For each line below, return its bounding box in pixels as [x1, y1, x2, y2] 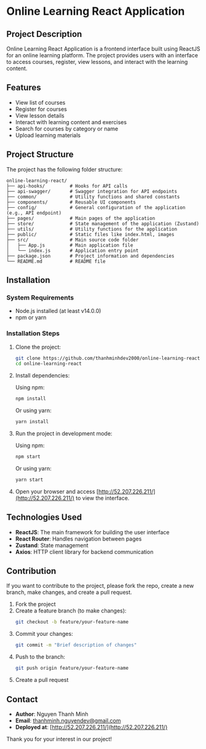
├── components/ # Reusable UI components [6, 199, 137, 205]
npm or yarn [15, 314, 47, 321]
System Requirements [6, 293, 74, 302]
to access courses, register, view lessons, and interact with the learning [6, 58, 188, 65]
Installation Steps [6, 329, 60, 338]
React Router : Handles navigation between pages [15, 535, 142, 542]
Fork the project [15, 601, 57, 608]
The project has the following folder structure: [6, 165, 123, 173]
